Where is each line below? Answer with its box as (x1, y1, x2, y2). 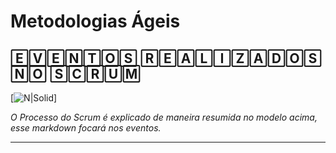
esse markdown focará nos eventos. (10, 122, 162, 134)
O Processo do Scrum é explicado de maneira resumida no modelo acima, (10, 111, 318, 123)
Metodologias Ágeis (10, 10, 181, 33)
